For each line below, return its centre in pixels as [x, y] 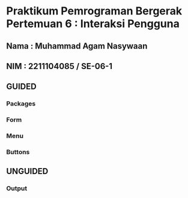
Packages [21, 104]
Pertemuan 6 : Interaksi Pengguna [93, 24]
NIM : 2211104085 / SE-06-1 [59, 66]
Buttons [18, 152]
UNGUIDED [27, 171]
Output [17, 188]
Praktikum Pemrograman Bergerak [94, 11]
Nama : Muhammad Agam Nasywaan [77, 46]
